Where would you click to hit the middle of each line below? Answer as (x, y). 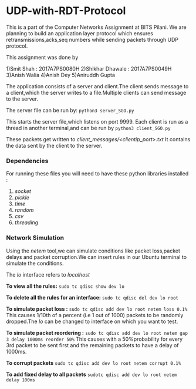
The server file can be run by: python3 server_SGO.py (70, 110)
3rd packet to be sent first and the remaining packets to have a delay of (92, 345)
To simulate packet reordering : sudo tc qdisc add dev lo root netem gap (97, 333)
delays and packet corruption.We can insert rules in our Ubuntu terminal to (96, 257)
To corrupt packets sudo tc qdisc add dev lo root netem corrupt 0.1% (94, 363)
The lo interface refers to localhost (48, 274)
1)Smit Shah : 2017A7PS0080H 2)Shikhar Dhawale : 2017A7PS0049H (89, 68)
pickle (22, 198)
